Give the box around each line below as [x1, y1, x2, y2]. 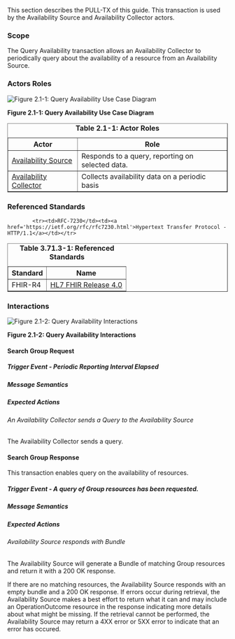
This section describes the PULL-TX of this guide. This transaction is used [7, 6, 221, 14]
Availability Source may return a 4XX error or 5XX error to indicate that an [7, 617, 220, 626]
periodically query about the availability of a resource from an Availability [7, 54, 218, 62]
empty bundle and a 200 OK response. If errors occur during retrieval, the [7, 587, 220, 596]
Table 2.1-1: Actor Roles [76, 123, 159, 133]
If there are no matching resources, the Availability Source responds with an [7, 580, 226, 589]
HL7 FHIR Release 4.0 [50, 279, 122, 289]
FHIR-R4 [11, 279, 41, 289]
